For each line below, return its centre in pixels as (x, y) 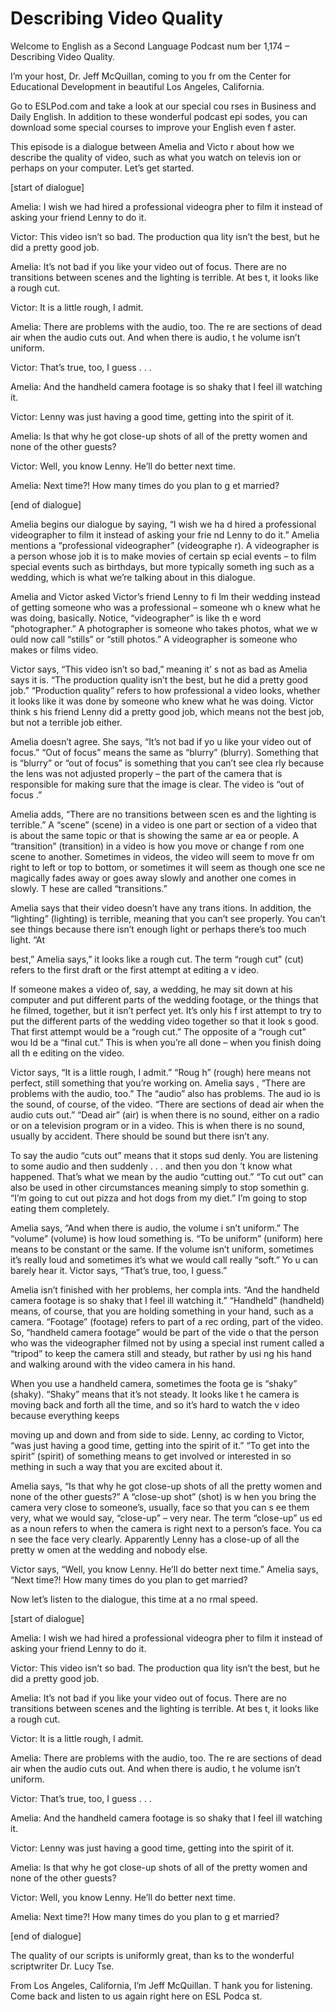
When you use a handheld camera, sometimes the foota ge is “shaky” (154, 1383)
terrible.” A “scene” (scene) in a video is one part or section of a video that (164, 824)
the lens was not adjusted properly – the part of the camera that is (146, 773)
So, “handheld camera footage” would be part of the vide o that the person (164, 1332)
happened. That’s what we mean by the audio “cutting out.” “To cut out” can (167, 1176)
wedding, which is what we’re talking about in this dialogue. (133, 577)
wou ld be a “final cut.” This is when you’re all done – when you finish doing (166, 1042)
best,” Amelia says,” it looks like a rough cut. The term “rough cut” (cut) (157, 959)
